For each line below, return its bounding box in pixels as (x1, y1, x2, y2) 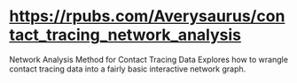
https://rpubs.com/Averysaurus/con (9, 6, 285, 26)
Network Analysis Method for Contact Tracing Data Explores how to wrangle (9, 54, 288, 64)
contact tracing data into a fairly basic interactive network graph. (9, 64, 246, 74)
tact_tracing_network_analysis (9, 25, 242, 45)
